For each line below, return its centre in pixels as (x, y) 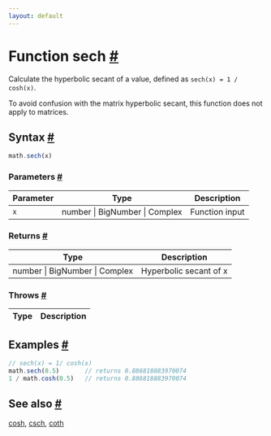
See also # (35, 403)
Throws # (28, 295)
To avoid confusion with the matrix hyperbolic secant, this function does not (135, 103)
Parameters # (36, 177)
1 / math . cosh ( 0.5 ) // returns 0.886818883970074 (97, 378)
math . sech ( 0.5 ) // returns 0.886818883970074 (97, 371)
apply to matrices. (39, 111)
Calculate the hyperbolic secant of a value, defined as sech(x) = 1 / (123, 79)
